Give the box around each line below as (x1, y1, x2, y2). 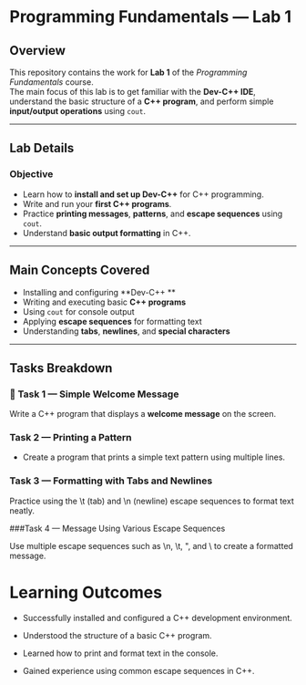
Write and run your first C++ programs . (22, 198, 172, 209)
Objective (9, 168, 54, 181)
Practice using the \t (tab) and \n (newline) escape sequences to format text (9, 495, 294, 506)
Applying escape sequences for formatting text (22, 316, 202, 327)
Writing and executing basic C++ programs (22, 296, 187, 307)
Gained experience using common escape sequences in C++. (22, 665, 255, 676)
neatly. (9, 504, 35, 516)
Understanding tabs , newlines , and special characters (22, 326, 230, 337)
